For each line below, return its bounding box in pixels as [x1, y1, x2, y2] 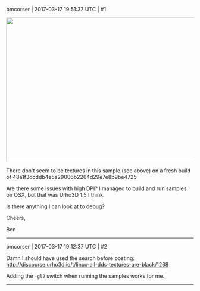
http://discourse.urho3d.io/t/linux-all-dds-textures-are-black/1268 [6, 261, 169, 268]
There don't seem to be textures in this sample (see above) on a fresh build [6, 167, 190, 174]
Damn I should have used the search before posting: [6, 255, 135, 262]
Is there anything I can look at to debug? [6, 203, 105, 210]
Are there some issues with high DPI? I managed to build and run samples [6, 185, 187, 192]
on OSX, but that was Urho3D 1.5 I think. [6, 191, 105, 198]
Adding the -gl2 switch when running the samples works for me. [6, 273, 165, 280]
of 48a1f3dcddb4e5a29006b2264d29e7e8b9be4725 [6, 174, 137, 180]
